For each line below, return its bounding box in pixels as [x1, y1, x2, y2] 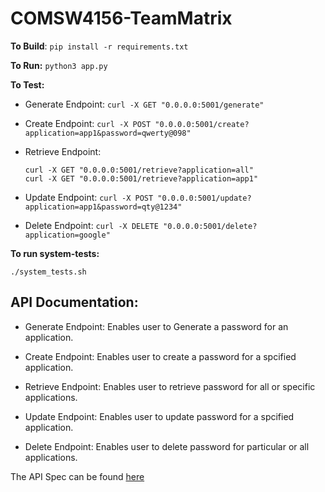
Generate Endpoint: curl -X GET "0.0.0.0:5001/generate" [24, 98, 265, 110]
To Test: [10, 78, 45, 91]
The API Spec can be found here [10, 470, 145, 482]
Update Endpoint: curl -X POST [24, 191, 154, 203]
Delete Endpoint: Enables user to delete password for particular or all [24, 440, 310, 452]
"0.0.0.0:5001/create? [154, 119, 250, 129]
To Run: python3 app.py [10, 59, 108, 71]
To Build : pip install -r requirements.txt [10, 40, 189, 52]
